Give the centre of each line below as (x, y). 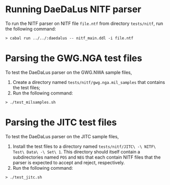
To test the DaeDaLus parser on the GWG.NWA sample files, (69, 72)
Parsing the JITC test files (61, 122)
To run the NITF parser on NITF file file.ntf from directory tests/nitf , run (84, 23)
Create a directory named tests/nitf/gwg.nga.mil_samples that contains (89, 82)
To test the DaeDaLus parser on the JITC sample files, (62, 136)
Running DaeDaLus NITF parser (73, 9)
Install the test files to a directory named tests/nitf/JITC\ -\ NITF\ (84, 146)
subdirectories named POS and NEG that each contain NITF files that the (87, 157)
